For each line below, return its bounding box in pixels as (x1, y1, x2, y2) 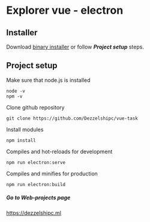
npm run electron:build (6, 181, 66, 187)
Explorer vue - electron (6, 4, 124, 17)
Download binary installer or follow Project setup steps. (6, 43, 144, 50)
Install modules (6, 126, 44, 133)
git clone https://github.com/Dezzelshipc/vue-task (6, 115, 138, 121)
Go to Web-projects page (6, 194, 71, 201)
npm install (6, 137, 36, 144)
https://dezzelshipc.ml (6, 209, 62, 216)
